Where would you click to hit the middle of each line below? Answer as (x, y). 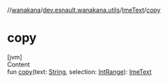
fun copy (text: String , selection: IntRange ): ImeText (80, 71)
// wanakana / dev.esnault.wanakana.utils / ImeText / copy (84, 10)
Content (19, 64)
